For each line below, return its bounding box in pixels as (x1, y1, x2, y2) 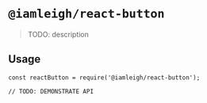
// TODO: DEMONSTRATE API (8, 87, 94, 95)
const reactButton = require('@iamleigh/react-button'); (8, 74, 201, 82)
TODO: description (27, 29, 90, 39)
